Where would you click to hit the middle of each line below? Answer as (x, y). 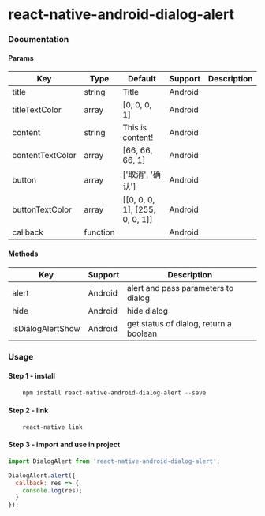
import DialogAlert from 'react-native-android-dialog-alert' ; (114, 461)
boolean (142, 333)
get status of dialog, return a (179, 323)
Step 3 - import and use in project (64, 445)
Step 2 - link (28, 411)
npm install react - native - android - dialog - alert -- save (114, 393)
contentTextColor (44, 156)
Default (142, 79)
